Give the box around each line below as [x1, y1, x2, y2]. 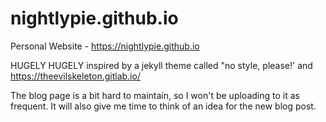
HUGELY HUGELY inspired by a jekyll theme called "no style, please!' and [10, 59, 313, 71]
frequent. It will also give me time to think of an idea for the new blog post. [10, 100, 317, 112]
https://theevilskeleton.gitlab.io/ [10, 70, 141, 82]
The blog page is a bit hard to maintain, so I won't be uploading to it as [10, 89, 300, 101]
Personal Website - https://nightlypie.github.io [10, 40, 200, 52]
